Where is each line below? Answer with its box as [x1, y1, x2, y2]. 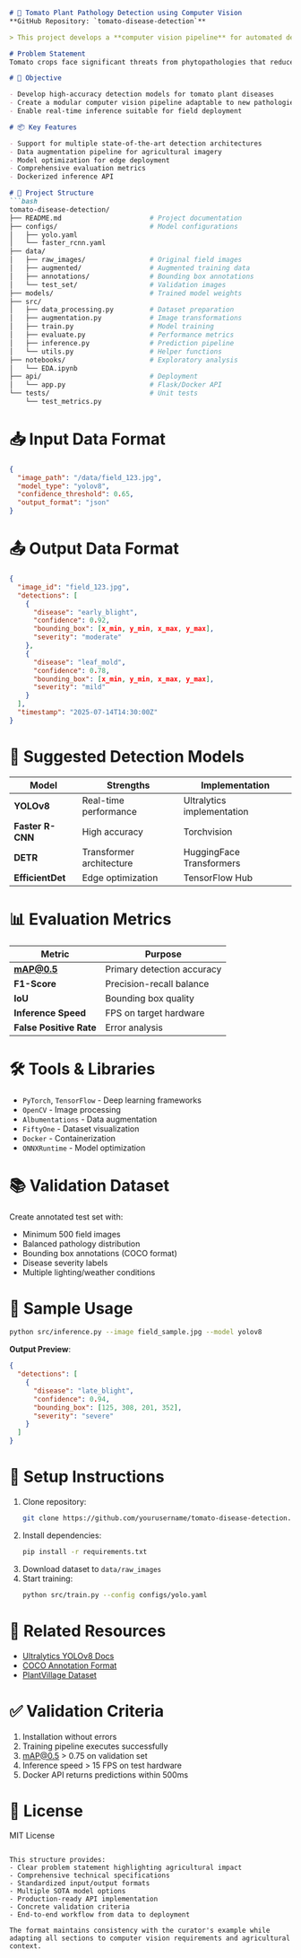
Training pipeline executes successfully [21, 1741, 168, 1752]
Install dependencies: [21, 1530, 102, 1541]
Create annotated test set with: [9, 1211, 124, 1222]
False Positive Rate [13, 1021, 97, 1034]
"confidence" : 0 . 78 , [32, 666, 110, 675]
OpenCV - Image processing [21, 1104, 121, 1114]
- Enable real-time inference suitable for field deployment [9, 107, 243, 116]
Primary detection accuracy [105, 963, 222, 975]
